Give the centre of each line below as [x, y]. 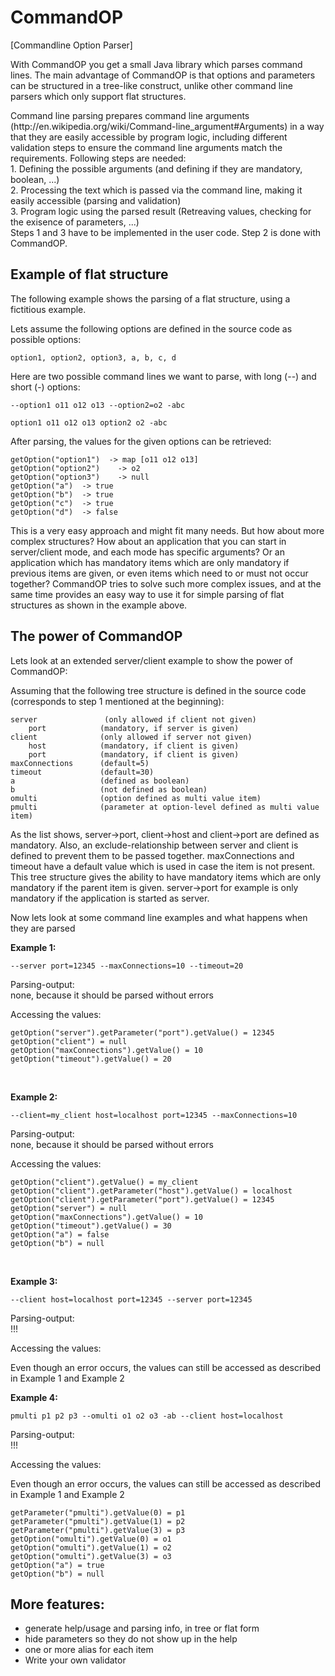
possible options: [46, 339]
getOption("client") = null [69, 1041]
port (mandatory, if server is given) [134, 728]
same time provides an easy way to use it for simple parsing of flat [147, 594]
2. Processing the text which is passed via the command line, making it [156, 190]
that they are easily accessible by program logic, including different [149, 137]
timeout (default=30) [82, 772]
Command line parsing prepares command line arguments [130, 115]
